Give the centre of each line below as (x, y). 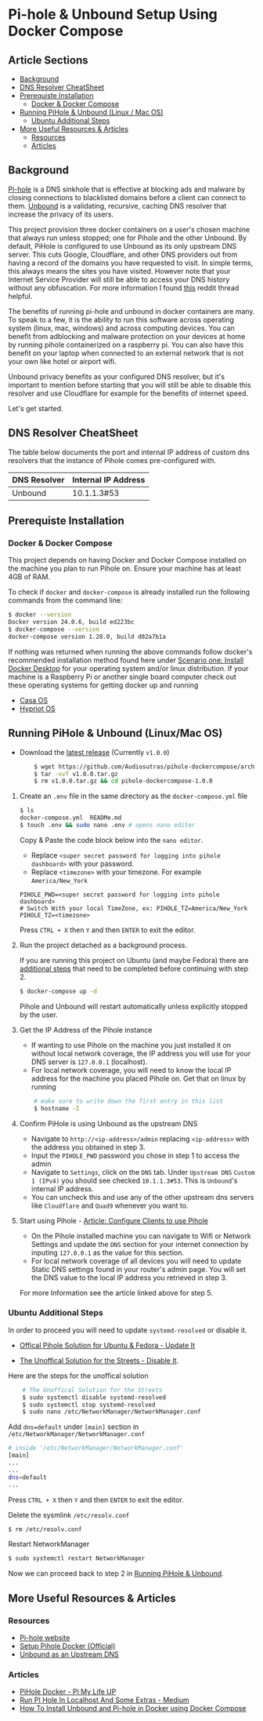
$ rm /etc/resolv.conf (45, 1529)
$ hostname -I (57, 1108)
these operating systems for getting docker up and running (103, 685)
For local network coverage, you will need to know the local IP (131, 1070)
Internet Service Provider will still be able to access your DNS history (119, 279)
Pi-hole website (45, 1637)
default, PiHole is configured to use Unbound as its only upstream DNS (122, 246)
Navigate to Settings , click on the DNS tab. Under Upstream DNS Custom (143, 1172)
